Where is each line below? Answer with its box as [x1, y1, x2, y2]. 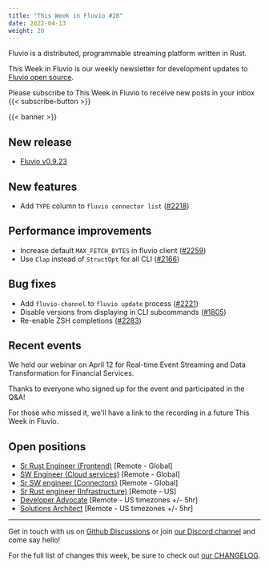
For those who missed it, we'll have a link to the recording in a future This [8, 408, 250, 417]
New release [8, 135, 72, 149]
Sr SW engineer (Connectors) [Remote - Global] [19, 478, 179, 488]
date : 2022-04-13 [8, 19, 66, 27]
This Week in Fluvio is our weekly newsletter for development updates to [8, 64, 248, 74]
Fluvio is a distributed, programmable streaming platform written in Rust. [8, 49, 247, 58]
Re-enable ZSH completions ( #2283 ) [19, 316, 142, 325]
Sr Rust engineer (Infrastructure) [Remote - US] [19, 486, 177, 497]
